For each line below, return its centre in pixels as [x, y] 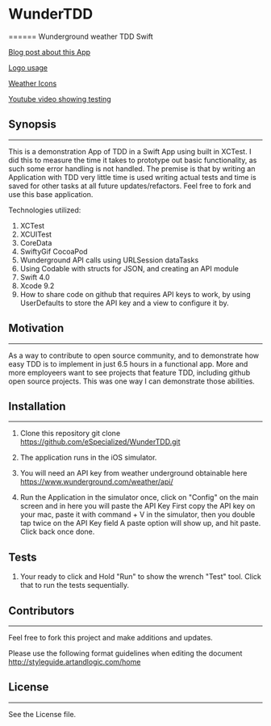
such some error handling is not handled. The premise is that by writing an [132, 168]
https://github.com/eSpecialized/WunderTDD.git [100, 442]
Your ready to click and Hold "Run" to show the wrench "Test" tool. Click [141, 577]
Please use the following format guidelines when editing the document [125, 653]
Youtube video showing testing [60, 99]
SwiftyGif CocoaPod [54, 251]
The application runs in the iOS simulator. [88, 458]
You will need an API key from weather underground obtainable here [133, 473]
